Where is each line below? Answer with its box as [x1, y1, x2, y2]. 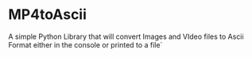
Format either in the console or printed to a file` [8, 40, 163, 49]
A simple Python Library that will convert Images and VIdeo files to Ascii [8, 32, 244, 41]
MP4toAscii [8, 6, 87, 24]
